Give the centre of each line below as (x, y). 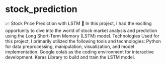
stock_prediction (41, 9)
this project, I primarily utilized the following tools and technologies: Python (83, 41)
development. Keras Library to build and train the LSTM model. (70, 57)
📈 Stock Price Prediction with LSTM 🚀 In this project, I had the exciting (78, 23)
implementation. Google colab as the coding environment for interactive (80, 51)
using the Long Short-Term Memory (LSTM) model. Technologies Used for (82, 35)
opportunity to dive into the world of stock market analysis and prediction (81, 30)
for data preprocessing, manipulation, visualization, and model (70, 46)
